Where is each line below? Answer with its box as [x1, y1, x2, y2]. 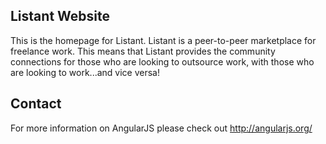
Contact [10, 95, 62, 113]
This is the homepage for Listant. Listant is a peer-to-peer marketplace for [10, 34, 317, 46]
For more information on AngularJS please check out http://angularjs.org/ [10, 122, 313, 134]
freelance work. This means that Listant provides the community [10, 45, 276, 57]
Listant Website [10, 8, 110, 25]
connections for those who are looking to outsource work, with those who [10, 55, 315, 68]
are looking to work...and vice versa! [10, 66, 160, 78]
